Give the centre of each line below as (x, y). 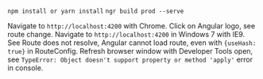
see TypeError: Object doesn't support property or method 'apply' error (130, 59)
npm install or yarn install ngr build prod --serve (96, 11)
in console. (25, 68)
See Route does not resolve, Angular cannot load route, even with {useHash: (132, 43)
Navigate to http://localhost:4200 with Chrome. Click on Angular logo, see (131, 26)
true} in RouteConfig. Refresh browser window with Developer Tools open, (130, 51)
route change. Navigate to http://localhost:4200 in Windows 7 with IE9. (126, 34)
